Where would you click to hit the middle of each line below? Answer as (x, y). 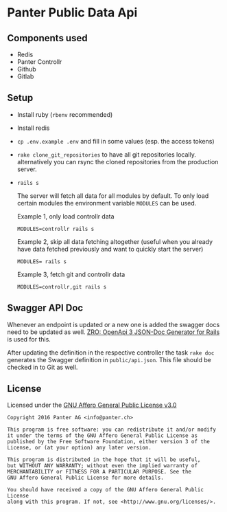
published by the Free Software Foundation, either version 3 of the (109, 442)
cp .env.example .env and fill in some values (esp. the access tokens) (116, 141)
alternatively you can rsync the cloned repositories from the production (118, 162)
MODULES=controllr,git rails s (62, 287)
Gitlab (25, 76)
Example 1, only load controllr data (65, 216)
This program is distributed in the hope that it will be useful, (104, 460)
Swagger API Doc (45, 308)
